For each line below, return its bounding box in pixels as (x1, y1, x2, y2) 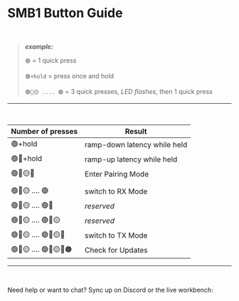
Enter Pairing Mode (84, 169, 149, 179)
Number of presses (11, 126, 78, 136)
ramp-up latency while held (84, 154, 178, 164)
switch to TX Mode (84, 231, 148, 241)
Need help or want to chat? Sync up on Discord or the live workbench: (7, 285, 213, 294)
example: (24, 42, 53, 51)
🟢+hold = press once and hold (24, 71, 115, 80)
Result (124, 126, 147, 136)
